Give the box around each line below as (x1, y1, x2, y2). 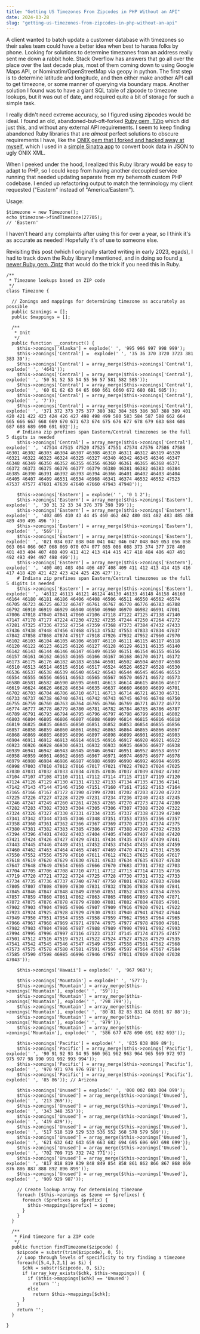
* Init (14, 330, 31, 336)
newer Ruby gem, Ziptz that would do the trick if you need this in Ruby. (6, 261, 180, 268)
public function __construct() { (11, 340, 95, 346)
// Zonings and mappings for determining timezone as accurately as (11, 299, 186, 305)
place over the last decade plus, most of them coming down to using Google (6, 62, 194, 69)
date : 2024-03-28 (6, 14, 50, 20)
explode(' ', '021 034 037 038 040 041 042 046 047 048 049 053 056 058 (6, 539, 191, 545)
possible (6, 304, 28, 310)
